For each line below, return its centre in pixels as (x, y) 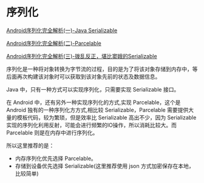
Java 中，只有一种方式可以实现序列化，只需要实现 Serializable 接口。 (93, 89)
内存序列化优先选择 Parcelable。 (56, 158)
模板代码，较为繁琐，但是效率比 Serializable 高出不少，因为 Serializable (107, 117)
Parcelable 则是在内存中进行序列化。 (52, 132)
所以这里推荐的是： (30, 145)
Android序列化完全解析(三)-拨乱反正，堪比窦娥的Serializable (82, 56)
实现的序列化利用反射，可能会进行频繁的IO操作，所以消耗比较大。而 (92, 125)
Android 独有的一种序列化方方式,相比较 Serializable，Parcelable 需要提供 (97, 110)
